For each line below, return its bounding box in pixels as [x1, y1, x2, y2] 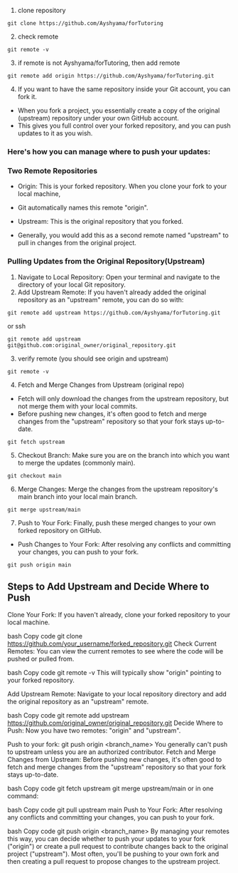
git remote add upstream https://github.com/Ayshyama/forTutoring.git [7, 309, 221, 316]
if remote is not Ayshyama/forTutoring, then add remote [17, 58, 180, 67]
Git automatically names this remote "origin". [17, 203, 148, 212]
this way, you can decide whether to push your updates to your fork [7, 835, 206, 843]
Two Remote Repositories [7, 165, 98, 175]
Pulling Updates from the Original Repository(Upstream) [7, 257, 205, 267]
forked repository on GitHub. [17, 526, 102, 534]
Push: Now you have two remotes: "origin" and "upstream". [7, 726, 181, 735]
